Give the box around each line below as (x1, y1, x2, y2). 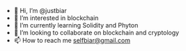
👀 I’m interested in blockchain (13, 14, 99, 22)
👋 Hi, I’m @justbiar (13, 7, 68, 14)
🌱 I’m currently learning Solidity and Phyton (13, 21, 139, 29)
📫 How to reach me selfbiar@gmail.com (13, 37, 131, 44)
